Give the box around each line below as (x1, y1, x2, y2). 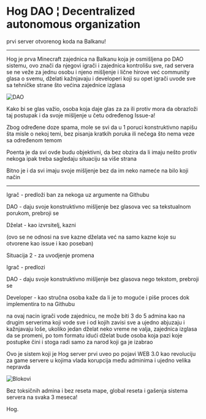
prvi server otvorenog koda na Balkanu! (6, 37, 106, 45)
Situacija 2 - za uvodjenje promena (6, 252, 94, 259)
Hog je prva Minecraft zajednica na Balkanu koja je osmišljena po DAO (6, 55, 184, 63)
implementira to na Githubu (6, 300, 75, 307)
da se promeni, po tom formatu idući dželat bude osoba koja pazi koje (6, 331, 183, 339)
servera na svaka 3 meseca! (6, 393, 78, 401)
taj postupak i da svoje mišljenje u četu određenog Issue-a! (6, 112, 156, 119)
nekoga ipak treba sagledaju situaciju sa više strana (6, 155, 137, 162)
